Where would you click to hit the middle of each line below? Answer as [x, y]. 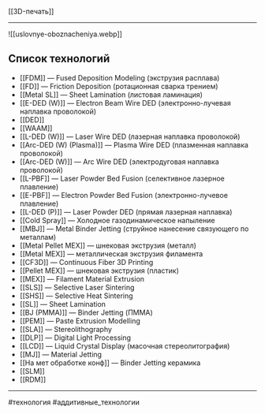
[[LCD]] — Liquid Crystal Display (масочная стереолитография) [125, 345]
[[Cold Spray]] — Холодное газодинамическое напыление [117, 220]
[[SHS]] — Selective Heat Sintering [76, 296]
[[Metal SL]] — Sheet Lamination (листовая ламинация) [111, 95]
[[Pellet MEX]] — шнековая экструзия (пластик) [99, 270]
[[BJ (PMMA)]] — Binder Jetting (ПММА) [86, 312]
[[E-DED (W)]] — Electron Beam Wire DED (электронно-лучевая [125, 103]
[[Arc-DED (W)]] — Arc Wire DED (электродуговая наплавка [119, 162]
